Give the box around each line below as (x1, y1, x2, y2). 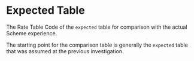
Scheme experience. (6, 29, 57, 36)
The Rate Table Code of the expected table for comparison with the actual (6, 23, 187, 30)
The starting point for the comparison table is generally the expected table (6, 41, 189, 48)
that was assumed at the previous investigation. (6, 47, 124, 54)
